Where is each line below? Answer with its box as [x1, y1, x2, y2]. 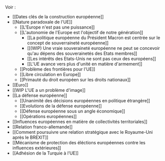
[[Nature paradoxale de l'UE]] [12, 19, 73, 25]
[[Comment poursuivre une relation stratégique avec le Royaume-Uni [12, 129, 153, 135]
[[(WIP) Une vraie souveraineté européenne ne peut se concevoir [27, 45, 160, 51]
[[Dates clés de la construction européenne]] [12, 14, 104, 19]
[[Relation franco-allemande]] [12, 124, 73, 130]
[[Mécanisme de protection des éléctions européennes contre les [12, 140, 146, 145]
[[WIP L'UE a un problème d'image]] [12, 87, 85, 93]
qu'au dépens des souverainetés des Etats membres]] [27, 50, 137, 56]
